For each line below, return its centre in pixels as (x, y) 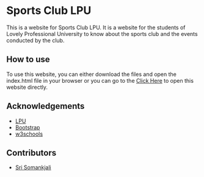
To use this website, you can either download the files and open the (92, 74)
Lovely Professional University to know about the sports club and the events (102, 33)
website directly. (27, 87)
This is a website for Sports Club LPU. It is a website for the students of (96, 27)
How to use (28, 59)
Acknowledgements (46, 106)
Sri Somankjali (33, 167)
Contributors (31, 153)
